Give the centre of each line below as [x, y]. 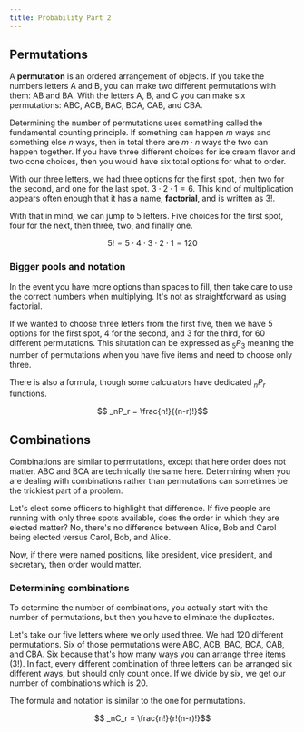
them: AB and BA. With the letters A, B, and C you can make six [127, 95]
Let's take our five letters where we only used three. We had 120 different [147, 635]
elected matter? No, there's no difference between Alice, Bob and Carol [143, 528]
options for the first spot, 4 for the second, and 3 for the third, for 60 [137, 333]
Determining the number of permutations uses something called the [136, 123]
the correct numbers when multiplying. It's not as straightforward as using [148, 296]
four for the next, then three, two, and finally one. [101, 226]
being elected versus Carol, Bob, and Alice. [90, 538]
